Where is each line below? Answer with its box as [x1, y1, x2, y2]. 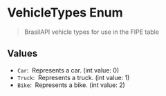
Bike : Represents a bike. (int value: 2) [17, 81, 126, 89]
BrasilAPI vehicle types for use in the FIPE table [24, 28, 159, 36]
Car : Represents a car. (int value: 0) [17, 66, 120, 74]
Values [7, 48, 38, 59]
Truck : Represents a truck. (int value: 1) [17, 73, 130, 81]
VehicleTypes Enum [7, 5, 123, 21]
